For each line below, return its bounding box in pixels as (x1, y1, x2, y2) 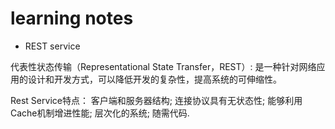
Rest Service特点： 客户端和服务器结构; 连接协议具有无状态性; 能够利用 (10, 94, 303, 106)
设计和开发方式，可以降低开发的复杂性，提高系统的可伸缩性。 (27, 73, 282, 85)
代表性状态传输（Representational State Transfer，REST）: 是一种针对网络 (10, 60, 317, 72)
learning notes (10, 7, 134, 30)
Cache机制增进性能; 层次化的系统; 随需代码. (10, 107, 190, 119)
